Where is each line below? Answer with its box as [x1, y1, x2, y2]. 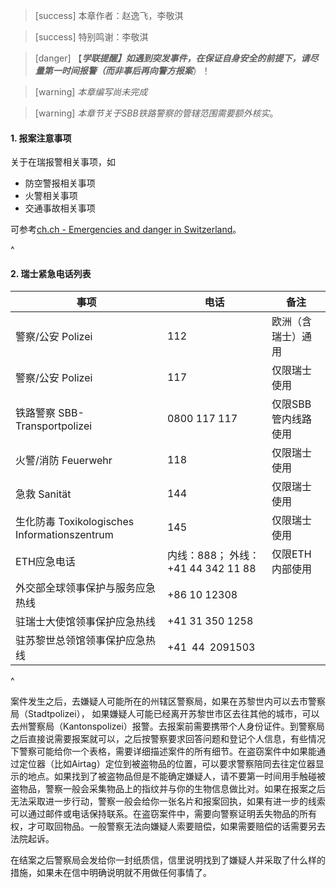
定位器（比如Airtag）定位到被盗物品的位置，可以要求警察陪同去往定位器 [18, 758, 316, 770]
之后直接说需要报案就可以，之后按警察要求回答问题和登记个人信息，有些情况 [10, 733, 326, 745]
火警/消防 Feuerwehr [15, 454, 113, 468]
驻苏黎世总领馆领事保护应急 [15, 634, 147, 648]
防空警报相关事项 [24, 177, 96, 189]
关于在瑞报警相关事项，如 [10, 156, 116, 168]
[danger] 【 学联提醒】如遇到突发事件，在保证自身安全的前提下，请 [34, 52, 310, 64]
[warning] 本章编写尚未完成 [34, 86, 148, 98]
